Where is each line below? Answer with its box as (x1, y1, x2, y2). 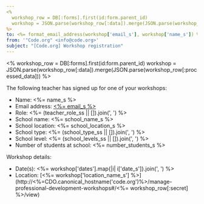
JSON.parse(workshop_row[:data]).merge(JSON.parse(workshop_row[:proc (6, 66, 197, 73)
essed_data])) (6, 72, 41, 80)
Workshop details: (6, 153, 52, 160)
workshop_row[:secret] (130, 184, 188, 192)
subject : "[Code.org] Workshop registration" (6, 43, 123, 49)
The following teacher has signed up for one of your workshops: (6, 84, 167, 91)
